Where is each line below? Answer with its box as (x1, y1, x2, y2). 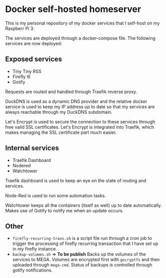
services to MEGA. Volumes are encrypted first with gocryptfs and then (12, 256, 160, 262)
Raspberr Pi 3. (5, 25, 34, 31)
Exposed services (5, 55, 62, 64)
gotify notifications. (12, 267, 52, 273)
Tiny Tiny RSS (12, 68, 41, 74)
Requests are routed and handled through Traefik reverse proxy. (5, 89, 137, 95)
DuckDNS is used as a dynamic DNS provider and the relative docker (5, 98, 147, 104)
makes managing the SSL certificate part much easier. (5, 129, 117, 135)
